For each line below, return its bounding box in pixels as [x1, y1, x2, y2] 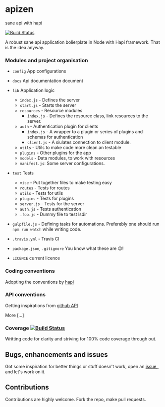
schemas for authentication [27, 134, 83, 140]
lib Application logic [12, 87, 55, 93]
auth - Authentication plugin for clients [19, 123, 99, 130]
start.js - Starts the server [19, 102, 76, 108]
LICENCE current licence [12, 255, 60, 261]
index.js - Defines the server [19, 97, 80, 103]
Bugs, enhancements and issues [5, 350, 108, 359]
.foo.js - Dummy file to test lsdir [19, 211, 87, 217]
